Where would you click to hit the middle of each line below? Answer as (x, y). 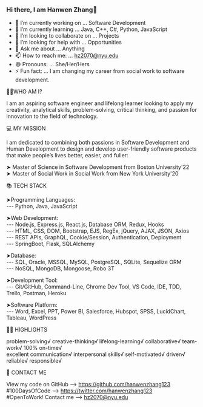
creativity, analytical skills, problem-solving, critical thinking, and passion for (102, 110)
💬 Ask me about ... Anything (50, 49)
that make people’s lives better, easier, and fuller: (67, 156)
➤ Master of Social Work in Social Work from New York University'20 (92, 174)
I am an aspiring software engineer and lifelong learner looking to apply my (100, 103)
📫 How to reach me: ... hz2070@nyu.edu (67, 56)
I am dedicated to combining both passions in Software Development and (98, 143)
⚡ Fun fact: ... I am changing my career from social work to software (100, 71)
